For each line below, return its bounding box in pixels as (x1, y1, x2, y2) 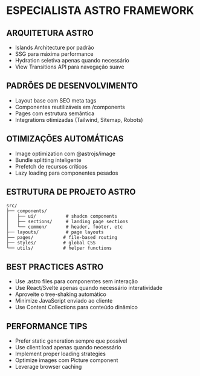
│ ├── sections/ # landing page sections (6, 219, 129, 225)
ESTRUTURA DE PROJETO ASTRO (6, 187, 136, 197)
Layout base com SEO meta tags (15, 96, 97, 104)
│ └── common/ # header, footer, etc (6, 224, 123, 230)
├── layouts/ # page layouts (6, 229, 104, 235)
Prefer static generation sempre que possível (15, 337, 127, 344)
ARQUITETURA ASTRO (6, 28, 94, 38)
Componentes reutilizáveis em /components (15, 103, 125, 110)
